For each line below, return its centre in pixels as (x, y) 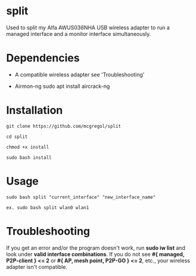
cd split (17, 137)
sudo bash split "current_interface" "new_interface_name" (81, 197)
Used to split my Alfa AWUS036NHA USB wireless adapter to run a (88, 27)
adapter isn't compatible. (37, 266)
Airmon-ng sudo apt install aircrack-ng (62, 86)
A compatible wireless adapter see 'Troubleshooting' (80, 74)
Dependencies (43, 58)
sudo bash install (29, 157)
